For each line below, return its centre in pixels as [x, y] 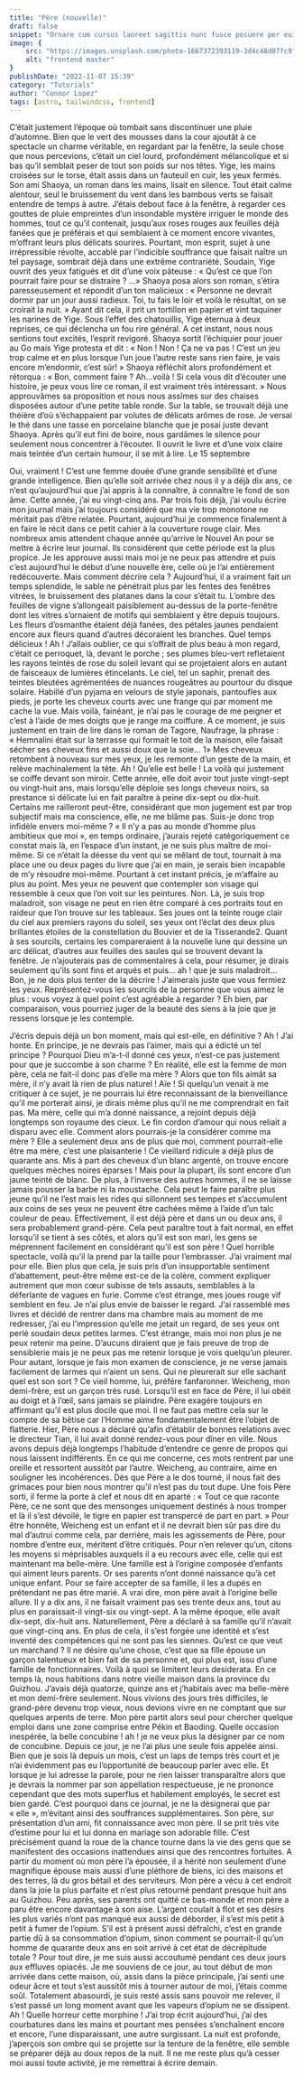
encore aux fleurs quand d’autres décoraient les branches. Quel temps [141, 634]
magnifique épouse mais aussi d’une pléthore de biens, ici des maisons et [147, 1871]
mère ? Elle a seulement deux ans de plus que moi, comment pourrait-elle [146, 1141]
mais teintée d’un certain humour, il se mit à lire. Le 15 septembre [130, 454]
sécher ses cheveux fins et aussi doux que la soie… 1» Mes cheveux [136, 750]
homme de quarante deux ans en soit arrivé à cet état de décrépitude [138, 1948]
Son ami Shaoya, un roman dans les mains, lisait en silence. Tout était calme [151, 185]
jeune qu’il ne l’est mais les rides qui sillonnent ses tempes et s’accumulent [148, 1199]
